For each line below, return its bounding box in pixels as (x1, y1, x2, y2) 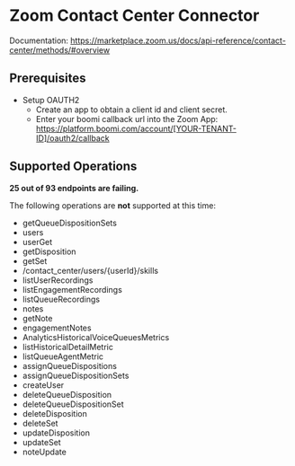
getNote (22, 312, 53, 323)
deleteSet (22, 418, 58, 428)
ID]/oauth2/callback (35, 132, 110, 144)
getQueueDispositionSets (22, 217, 117, 228)
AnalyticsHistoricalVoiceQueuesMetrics (22, 331, 170, 342)
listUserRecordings (22, 275, 94, 286)
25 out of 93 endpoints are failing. (9, 182, 139, 193)
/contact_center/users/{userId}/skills (22, 265, 159, 276)
